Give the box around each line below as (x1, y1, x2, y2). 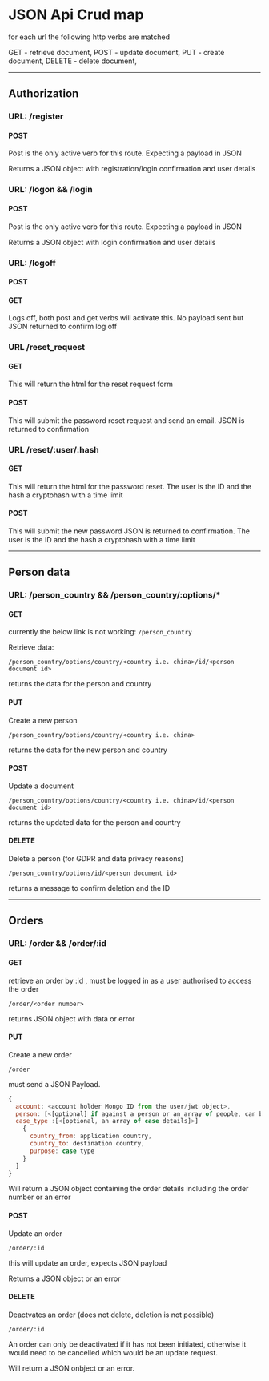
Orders (8, 914, 44, 928)
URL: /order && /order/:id (8, 938, 106, 949)
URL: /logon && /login (8, 184, 94, 195)
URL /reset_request (8, 342, 86, 353)
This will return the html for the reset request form (8, 379, 174, 389)
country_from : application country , (29, 1132, 152, 1141)
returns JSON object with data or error (8, 1013, 135, 1023)
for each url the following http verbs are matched (8, 32, 171, 42)
